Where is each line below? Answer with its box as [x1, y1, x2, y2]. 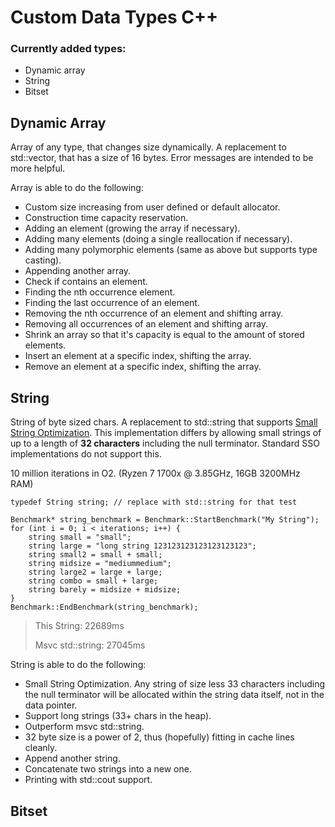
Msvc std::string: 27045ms [34, 639, 146, 651]
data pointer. [24, 699, 78, 711]
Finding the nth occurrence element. [24, 286, 176, 298]
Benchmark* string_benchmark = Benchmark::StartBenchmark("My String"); [10, 515, 320, 525]
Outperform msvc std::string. [24, 721, 145, 733]
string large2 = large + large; [28, 567, 163, 578]
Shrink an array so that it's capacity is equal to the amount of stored [24, 329, 305, 341]
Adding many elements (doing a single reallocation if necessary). [24, 233, 293, 245]
